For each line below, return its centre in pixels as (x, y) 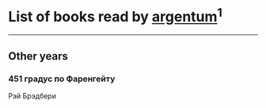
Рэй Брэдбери (32, 95)
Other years (38, 56)
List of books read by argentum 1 (116, 15)
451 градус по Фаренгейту (62, 79)
